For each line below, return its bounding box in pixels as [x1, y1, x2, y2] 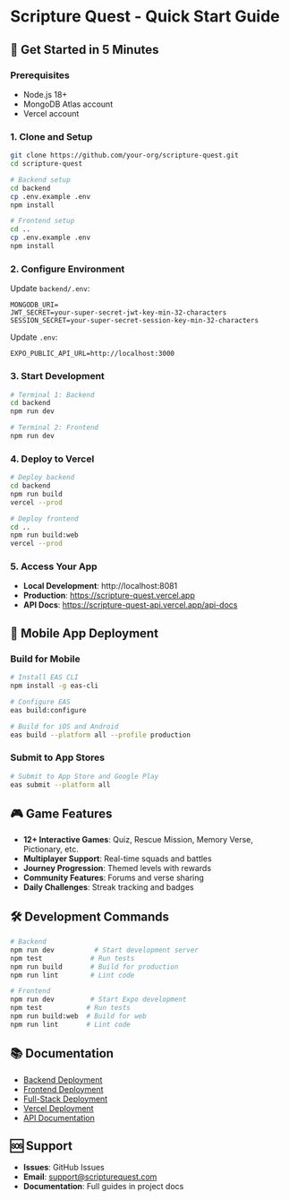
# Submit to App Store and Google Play [10, 772, 159, 781]
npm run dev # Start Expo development [10, 995, 187, 1005]
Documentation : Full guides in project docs [22, 1181, 184, 1192]
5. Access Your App [10, 560, 98, 573]
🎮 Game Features [10, 806, 113, 821]
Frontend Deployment [22, 1083, 104, 1094]
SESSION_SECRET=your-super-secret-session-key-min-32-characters [10, 316, 259, 325]
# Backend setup [10, 175, 71, 185]
